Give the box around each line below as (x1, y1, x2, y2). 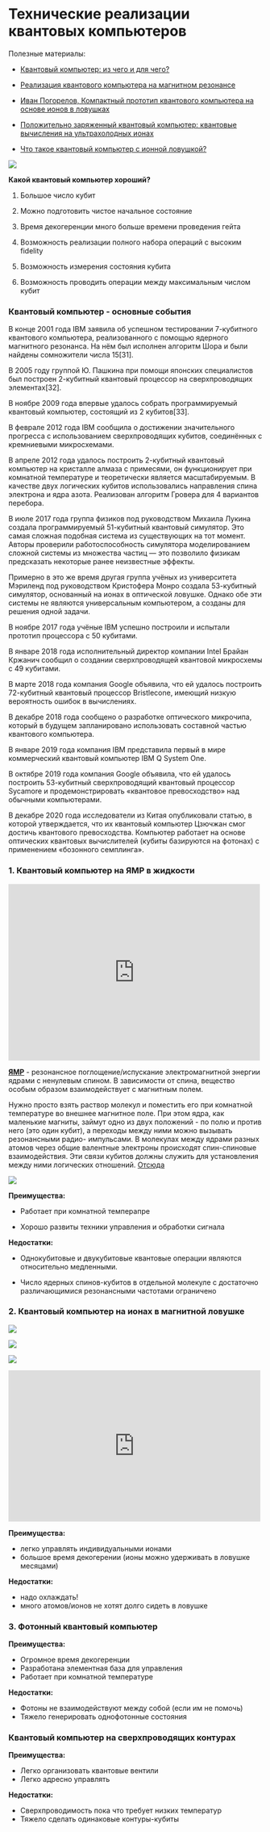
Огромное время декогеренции (19, 1655, 131, 1665)
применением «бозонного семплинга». (8, 845, 144, 855)
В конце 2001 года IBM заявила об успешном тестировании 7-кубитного (8, 324, 258, 334)
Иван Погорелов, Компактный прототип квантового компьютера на (19, 95, 254, 105)
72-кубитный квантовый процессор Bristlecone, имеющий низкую (8, 688, 236, 698)
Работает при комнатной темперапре (19, 1206, 151, 1215)
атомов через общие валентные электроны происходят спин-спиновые (8, 1143, 257, 1152)
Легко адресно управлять (19, 1775, 110, 1784)
